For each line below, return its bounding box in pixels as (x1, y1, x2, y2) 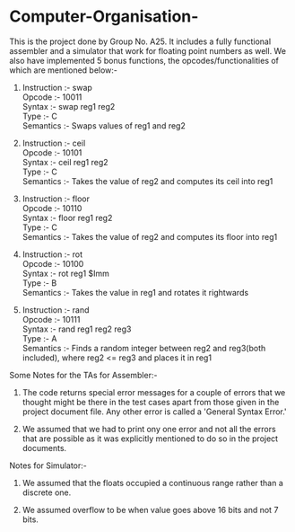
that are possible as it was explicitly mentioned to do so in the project (22, 433, 279, 444)
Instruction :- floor (22, 193, 90, 204)
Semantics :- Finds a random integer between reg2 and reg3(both (22, 342, 266, 353)
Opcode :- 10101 (22, 146, 82, 158)
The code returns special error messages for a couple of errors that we (22, 386, 286, 397)
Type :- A (22, 332, 57, 343)
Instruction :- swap (22, 82, 92, 93)
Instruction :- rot (22, 249, 83, 260)
